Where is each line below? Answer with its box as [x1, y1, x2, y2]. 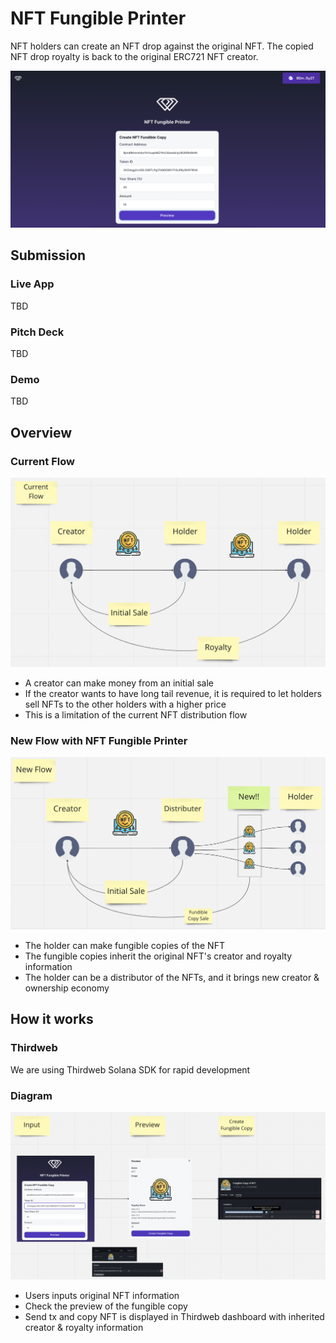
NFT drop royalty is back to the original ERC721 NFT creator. [10, 50, 259, 62]
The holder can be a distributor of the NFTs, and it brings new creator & [24, 972, 320, 984]
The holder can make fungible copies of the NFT [24, 940, 225, 952]
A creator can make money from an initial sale [24, 677, 214, 689]
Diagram [10, 1088, 53, 1102]
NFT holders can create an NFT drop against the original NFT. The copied [10, 40, 314, 52]
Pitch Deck [10, 325, 65, 339]
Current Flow [10, 454, 75, 468]
